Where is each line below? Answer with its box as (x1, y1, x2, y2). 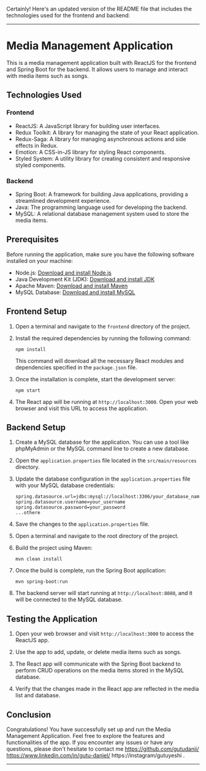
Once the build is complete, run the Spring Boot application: (15, 567, 167, 574)
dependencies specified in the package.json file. (15, 363, 137, 371)
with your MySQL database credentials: (15, 482, 115, 489)
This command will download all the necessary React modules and (15, 357, 184, 364)
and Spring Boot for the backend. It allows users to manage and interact (6, 66, 188, 73)
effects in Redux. (15, 142, 58, 149)
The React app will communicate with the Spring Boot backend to (15, 660, 181, 667)
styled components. (15, 161, 66, 169)
